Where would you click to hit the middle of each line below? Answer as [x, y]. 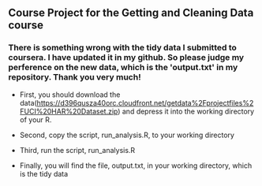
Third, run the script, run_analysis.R [77, 150]
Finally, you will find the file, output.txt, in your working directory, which [136, 166]
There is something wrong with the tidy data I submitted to [122, 48]
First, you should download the [70, 95]
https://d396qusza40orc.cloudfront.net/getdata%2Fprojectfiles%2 [145, 102]
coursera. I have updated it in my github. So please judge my [126, 58]
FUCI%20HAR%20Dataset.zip [69, 111]
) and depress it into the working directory [186, 111]
